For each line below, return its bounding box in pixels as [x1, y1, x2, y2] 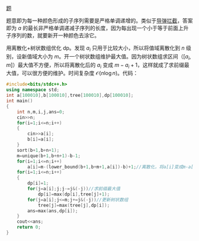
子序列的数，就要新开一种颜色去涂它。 [6, 32, 99, 39]
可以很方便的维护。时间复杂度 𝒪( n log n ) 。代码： [21, 70, 139, 77]
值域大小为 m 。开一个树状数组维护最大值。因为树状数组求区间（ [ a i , [26, 53, 191, 61]
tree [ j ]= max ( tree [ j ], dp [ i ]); [37, 202, 110, 208]
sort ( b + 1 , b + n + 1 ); [17, 147, 60, 153]
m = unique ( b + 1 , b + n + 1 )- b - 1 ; [17, 152, 81, 159]
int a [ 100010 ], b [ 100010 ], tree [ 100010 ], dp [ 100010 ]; [6, 93, 134, 99]
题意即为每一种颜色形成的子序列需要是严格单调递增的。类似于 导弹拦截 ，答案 [6, 17, 193, 24]
